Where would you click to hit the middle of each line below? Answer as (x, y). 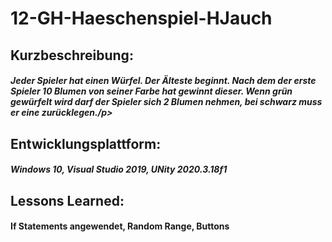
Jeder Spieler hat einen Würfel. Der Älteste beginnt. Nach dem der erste (163, 81)
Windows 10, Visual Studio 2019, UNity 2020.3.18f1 (119, 169)
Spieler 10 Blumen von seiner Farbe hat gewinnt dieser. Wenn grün (151, 91)
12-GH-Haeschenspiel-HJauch (141, 18)
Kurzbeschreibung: (72, 55)
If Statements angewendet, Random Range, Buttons (120, 226)
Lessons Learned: (67, 200)
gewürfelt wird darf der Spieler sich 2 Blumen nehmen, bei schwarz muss (166, 102)
